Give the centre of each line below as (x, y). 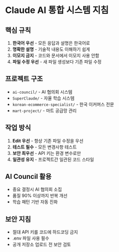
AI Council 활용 (28, 177)
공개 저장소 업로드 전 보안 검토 (42, 245)
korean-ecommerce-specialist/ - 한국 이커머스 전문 (63, 104)
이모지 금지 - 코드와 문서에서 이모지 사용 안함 (56, 56)
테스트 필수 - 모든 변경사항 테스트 (45, 147)
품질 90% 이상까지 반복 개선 (40, 196)
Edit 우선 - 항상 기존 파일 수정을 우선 (48, 140)
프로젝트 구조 (24, 79)
